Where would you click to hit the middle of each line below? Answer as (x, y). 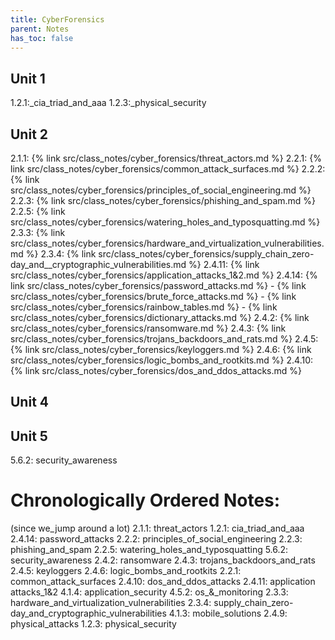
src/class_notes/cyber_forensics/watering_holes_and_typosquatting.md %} (165, 222)
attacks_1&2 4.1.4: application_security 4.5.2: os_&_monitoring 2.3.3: (149, 592)
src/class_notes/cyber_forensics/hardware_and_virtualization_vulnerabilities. (167, 243)
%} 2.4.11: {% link (224, 264)
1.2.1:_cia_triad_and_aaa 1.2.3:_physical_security (108, 103)
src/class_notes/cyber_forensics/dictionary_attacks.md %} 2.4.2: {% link (160, 317)
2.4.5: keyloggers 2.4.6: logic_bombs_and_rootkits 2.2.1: (126, 571)
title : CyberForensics (57, 19)
